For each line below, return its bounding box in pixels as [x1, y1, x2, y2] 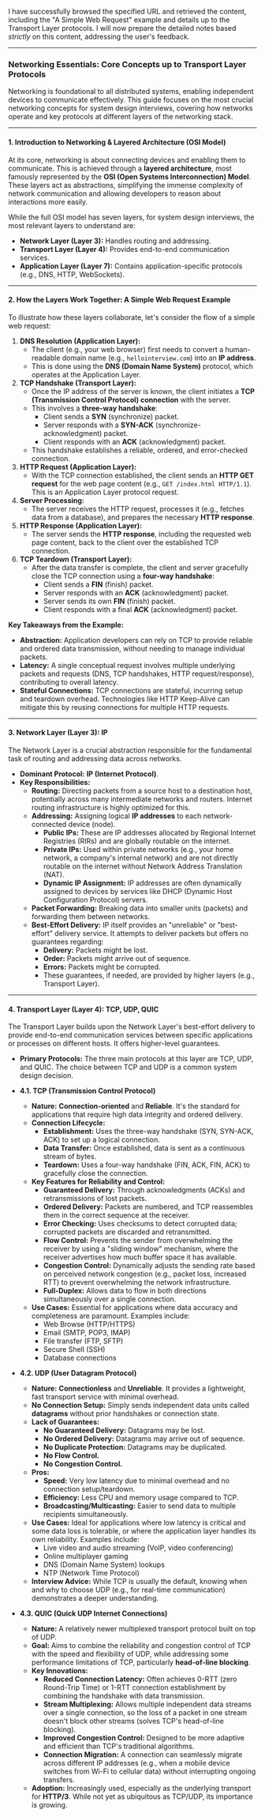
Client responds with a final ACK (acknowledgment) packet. [43, 604, 238, 614]
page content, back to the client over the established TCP [31, 537, 219, 547]
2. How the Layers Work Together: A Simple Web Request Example [8, 295, 231, 305]
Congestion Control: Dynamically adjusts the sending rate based [43, 1261, 256, 1271]
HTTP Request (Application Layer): [19, 462, 136, 471]
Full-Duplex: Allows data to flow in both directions [43, 1286, 207, 1296]
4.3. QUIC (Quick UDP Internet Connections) [19, 1609, 168, 1618]
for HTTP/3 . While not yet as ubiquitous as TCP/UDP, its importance [31, 1792, 254, 1801]
